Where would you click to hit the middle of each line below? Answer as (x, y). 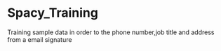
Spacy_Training (53, 13)
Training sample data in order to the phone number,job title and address (111, 32)
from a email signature (40, 39)
